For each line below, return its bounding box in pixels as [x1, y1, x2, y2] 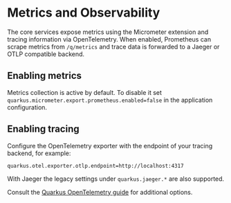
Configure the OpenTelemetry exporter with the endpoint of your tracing [7, 141, 213, 150]
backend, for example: [7, 149, 71, 157]
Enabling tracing [7, 123, 80, 135]
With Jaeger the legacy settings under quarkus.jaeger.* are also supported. [7, 175, 225, 183]
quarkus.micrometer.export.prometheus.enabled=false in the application [7, 96, 213, 104]
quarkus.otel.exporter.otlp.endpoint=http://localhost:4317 [7, 162, 185, 169]
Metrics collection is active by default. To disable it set [7, 88, 163, 96]
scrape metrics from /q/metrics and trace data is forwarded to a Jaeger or [7, 42, 220, 51]
